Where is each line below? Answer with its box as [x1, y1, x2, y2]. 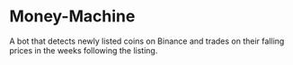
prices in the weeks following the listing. [9, 45, 158, 55]
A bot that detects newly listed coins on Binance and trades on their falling [9, 36, 285, 46]
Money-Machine [9, 6, 136, 27]
